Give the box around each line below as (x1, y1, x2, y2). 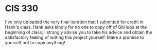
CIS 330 (5, 3, 38, 14)
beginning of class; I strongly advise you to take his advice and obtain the (5, 29, 153, 35)
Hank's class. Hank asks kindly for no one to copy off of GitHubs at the (5, 24, 147, 30)
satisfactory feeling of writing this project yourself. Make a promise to (5, 34, 144, 40)
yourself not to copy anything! (5, 39, 66, 45)
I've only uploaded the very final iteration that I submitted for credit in (5, 19, 144, 25)
